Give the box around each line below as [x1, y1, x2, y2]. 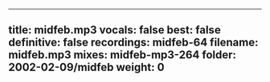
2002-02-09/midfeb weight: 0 [8, 61, 165, 74]
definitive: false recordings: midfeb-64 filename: [8, 36, 259, 49]
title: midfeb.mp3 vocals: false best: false [8, 23, 221, 37]
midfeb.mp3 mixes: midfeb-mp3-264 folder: [8, 49, 237, 62]
